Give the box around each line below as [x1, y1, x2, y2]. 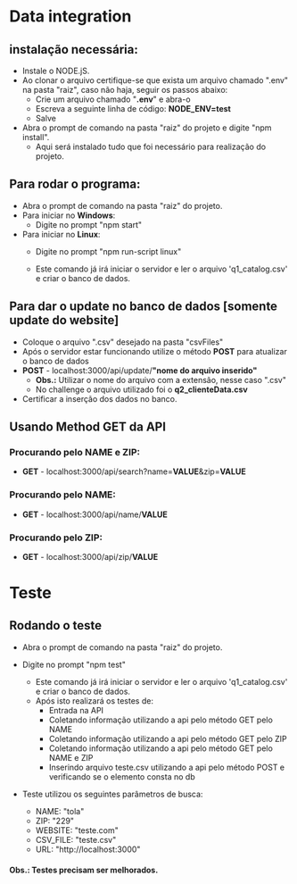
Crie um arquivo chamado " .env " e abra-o [35, 94, 191, 104]
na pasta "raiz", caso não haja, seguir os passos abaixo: [21, 85, 228, 95]
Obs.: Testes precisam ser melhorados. [9, 864, 159, 875]
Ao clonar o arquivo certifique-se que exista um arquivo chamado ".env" [21, 75, 288, 86]
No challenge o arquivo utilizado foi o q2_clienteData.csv [35, 384, 248, 395]
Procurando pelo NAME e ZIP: [9, 446, 141, 458]
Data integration [9, 6, 132, 27]
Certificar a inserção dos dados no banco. [21, 393, 177, 404]
